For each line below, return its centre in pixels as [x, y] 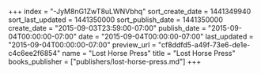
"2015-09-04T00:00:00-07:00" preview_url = [82, 45]
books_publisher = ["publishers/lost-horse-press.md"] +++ [105, 61]
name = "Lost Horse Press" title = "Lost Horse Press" [149, 53]
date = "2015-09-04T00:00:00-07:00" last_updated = [166, 36]
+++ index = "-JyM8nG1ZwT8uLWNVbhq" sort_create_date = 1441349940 [130, 11]
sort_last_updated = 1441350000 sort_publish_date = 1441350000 [115, 20]
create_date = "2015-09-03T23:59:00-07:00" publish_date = [108, 28]
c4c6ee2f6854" [34, 53]
